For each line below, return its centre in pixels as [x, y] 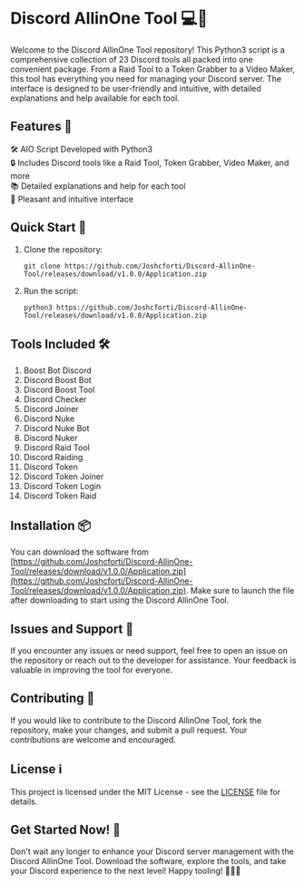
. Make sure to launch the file [240, 591]
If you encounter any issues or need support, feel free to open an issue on [149, 650]
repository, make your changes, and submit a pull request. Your [129, 730]
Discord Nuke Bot [56, 428]
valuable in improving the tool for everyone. [92, 670]
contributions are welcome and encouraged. [93, 739]
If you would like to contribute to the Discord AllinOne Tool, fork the [136, 720]
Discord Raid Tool [56, 447]
